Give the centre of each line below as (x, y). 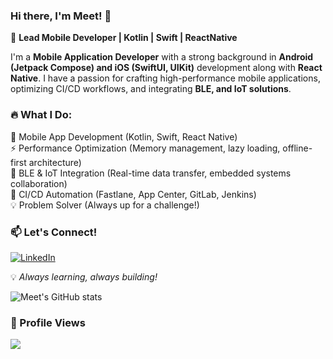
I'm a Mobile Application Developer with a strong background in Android (162, 57)
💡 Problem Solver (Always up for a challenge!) (105, 205)
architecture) (55, 162)
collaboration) (39, 183)
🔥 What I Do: (41, 115)
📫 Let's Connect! (54, 232)
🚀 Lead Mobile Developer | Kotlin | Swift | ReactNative (124, 38)
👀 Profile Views (48, 322)
